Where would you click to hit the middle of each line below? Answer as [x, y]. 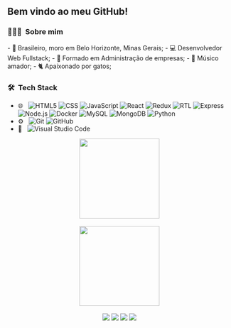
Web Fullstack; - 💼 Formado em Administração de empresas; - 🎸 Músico [113, 58]
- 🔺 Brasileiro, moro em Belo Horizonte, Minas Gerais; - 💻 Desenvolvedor [115, 48]
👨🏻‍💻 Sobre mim [36, 32]
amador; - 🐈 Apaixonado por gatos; [59, 66]
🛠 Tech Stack [33, 87]
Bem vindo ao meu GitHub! [68, 12]
